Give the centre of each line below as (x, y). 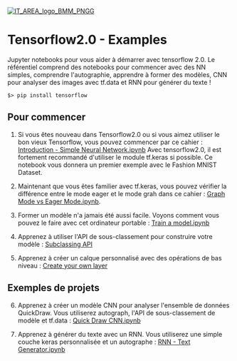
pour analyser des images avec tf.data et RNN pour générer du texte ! (109, 82)
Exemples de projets (53, 288)
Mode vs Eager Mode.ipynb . (59, 201)
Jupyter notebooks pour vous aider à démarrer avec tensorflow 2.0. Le (111, 59)
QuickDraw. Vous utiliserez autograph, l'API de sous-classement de (116, 312)
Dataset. (30, 172)
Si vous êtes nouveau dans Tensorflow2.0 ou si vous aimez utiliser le (118, 134)
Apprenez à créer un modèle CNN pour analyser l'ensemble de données (123, 305)
